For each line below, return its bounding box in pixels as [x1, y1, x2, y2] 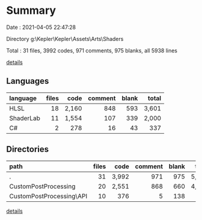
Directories [6, 144, 49, 154]
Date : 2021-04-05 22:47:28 [6, 24, 76, 31]
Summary [6, 4, 56, 17]
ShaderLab [9, 114, 40, 122]
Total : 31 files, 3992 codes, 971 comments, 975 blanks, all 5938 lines [6, 46, 177, 54]
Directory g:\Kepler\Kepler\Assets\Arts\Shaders [6, 35, 124, 42]
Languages [6, 76, 49, 86]
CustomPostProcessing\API [9, 192, 88, 200]
